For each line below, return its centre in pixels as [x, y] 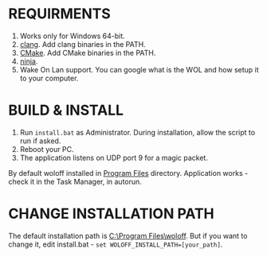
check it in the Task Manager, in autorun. [75, 181]
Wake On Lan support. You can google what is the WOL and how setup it [139, 69]
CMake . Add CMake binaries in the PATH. [88, 53]
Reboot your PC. [47, 149]
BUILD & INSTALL [66, 110]
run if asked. [40, 141]
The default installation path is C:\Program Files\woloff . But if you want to [128, 236]
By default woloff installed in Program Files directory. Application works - [128, 173]
